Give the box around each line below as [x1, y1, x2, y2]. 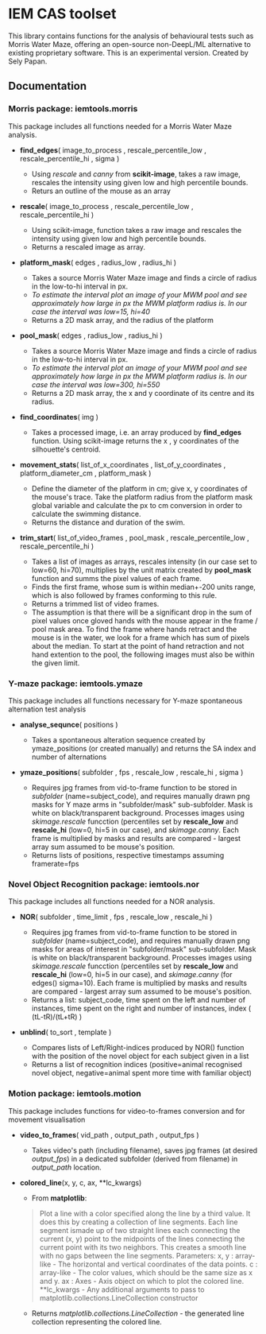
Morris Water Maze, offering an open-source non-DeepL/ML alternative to [8, 39, 252, 48]
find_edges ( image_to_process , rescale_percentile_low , [19, 145, 206, 155]
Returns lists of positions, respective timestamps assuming [31, 850, 225, 859]
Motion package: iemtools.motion [8, 1088, 141, 1099]
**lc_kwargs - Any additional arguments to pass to [39, 1285, 205, 1294]
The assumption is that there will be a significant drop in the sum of [31, 607, 253, 617]
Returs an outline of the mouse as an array [31, 186, 171, 196]
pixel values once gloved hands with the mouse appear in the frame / [31, 615, 258, 625]
